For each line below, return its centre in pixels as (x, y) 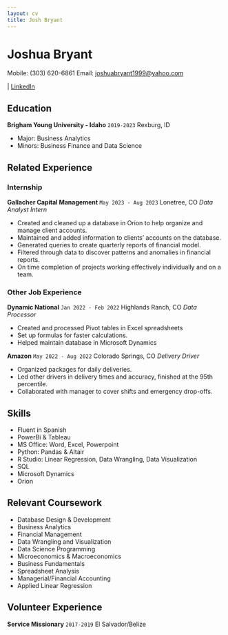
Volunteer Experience (55, 608)
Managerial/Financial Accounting (64, 578)
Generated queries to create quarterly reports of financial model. (109, 245)
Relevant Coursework (54, 503)
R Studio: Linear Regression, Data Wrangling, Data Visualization (107, 459)
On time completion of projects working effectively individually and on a (119, 267)
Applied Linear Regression (54, 585)
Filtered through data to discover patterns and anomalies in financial (114, 252)
